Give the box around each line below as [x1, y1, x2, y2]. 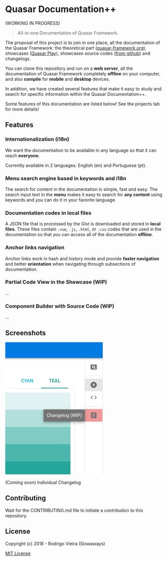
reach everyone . [5, 152, 40, 159]
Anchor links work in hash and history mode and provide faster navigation [5, 255, 159, 262]
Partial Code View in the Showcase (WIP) [5, 279, 107, 286]
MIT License [5, 550, 31, 556]
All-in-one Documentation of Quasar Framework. [17, 30, 119, 36]
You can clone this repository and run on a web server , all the [5, 65, 133, 71]
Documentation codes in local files [5, 209, 92, 216]
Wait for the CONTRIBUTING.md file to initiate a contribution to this [5, 507, 143, 513]
